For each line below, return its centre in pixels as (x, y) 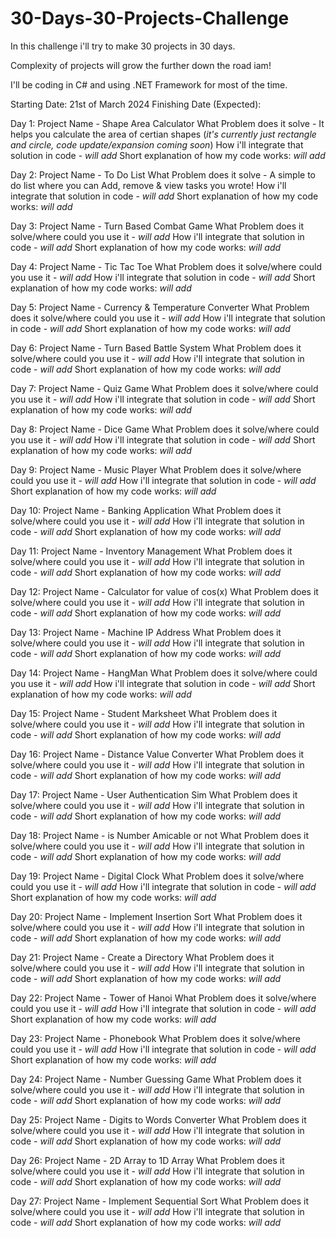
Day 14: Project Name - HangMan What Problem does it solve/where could (164, 673)
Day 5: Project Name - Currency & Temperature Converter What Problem (160, 307)
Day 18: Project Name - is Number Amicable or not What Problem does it (159, 835)
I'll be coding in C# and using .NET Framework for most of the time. (149, 84)
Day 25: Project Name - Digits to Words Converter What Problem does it (158, 1119)
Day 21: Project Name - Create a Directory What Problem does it (142, 957)
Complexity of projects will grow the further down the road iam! (141, 65)
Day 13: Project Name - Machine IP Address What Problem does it (146, 632)
